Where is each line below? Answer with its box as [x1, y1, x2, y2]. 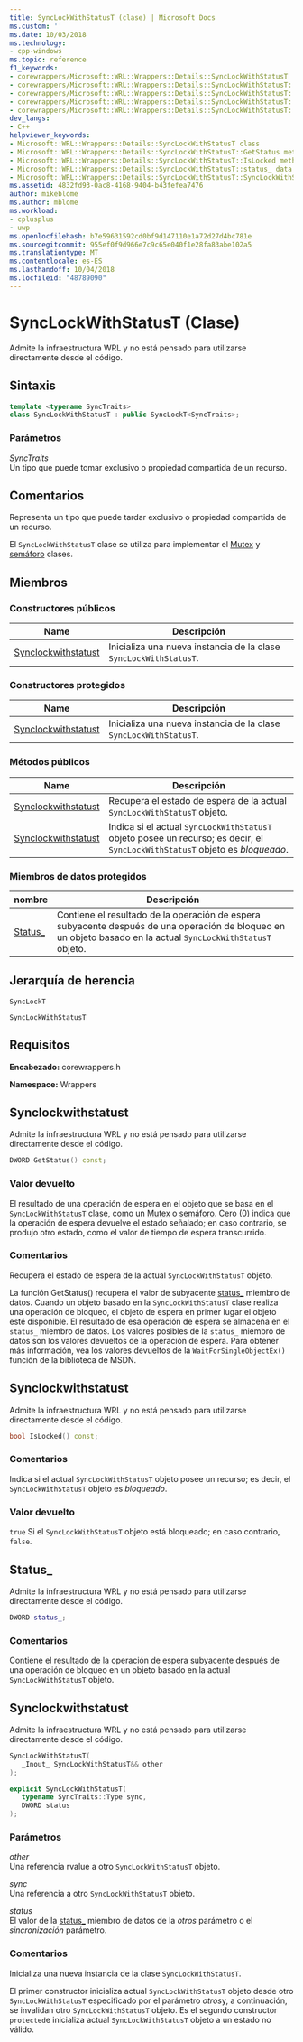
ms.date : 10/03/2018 [9, 30, 87, 39]
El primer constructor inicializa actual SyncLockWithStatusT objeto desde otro [9, 1985, 294, 1996]
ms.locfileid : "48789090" [9, 274, 106, 283]
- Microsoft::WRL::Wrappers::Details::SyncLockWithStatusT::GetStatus [9, 147, 280, 156]
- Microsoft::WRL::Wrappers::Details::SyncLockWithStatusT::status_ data [9, 164, 293, 173]
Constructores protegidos [9, 678, 126, 691]
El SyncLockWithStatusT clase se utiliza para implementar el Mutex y [9, 539, 261, 550]
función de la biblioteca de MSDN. [9, 1354, 137, 1365]
